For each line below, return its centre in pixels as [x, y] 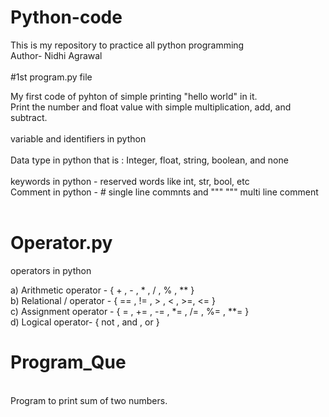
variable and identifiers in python [78, 138]
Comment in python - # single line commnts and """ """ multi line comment [164, 192]
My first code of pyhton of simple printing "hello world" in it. [134, 96]
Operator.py [61, 243]
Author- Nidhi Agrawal [56, 55]
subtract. [29, 117]
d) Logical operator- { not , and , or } [85, 322]
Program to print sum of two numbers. [89, 400]
